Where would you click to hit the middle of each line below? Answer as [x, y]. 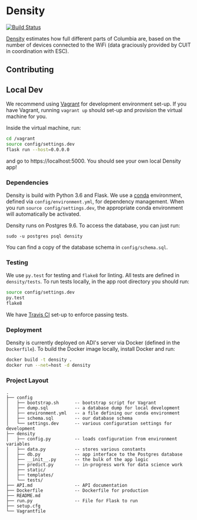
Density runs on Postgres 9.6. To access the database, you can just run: [93, 226]
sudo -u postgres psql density [44, 236]
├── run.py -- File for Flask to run [72, 501]
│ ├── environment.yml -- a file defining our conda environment [93, 413]
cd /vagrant [21, 139]
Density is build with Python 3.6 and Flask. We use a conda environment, [94, 195]
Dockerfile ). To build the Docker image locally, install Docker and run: [91, 349]
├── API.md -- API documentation [67, 486]
